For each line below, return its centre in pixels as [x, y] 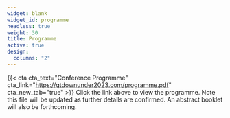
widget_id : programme [38, 20]
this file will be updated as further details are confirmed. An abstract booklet [115, 99]
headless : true [29, 26]
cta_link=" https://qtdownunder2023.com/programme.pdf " [89, 85]
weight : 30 [23, 33]
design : [18, 52]
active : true [26, 45]
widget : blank [27, 13]
